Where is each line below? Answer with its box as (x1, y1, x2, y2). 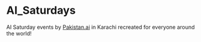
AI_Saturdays (6, 4, 76, 17)
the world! (6, 29, 32, 37)
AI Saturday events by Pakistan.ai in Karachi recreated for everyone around (6, 23, 195, 31)
